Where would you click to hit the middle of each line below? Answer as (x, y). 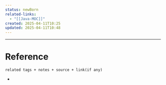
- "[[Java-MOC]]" (27, 19)
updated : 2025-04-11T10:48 (33, 28)
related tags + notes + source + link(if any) (54, 70)
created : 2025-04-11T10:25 (33, 23)
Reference (27, 57)
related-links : (21, 14)
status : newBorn (22, 10)
